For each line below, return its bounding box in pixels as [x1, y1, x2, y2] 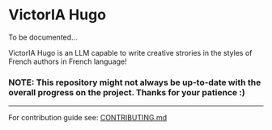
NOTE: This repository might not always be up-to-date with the [8, 77, 261, 88]
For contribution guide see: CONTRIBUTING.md [8, 113, 168, 123]
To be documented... [8, 32, 79, 42]
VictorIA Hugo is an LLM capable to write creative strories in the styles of [8, 48, 253, 57]
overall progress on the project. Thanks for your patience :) [8, 86, 245, 98]
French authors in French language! [8, 57, 127, 66]
